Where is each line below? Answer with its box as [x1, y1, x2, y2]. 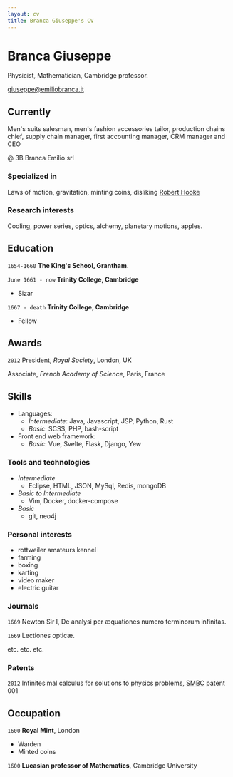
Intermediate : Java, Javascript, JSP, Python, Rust [28, 417, 174, 426]
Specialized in [7, 172, 57, 182]
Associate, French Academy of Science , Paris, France [7, 370, 165, 379]
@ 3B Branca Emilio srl [7, 154, 75, 163]
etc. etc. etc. [7, 645, 44, 654]
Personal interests [7, 529, 73, 539]
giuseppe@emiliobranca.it [7, 85, 84, 93]
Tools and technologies [7, 458, 90, 468]
